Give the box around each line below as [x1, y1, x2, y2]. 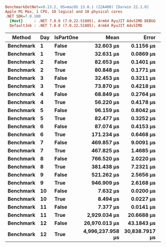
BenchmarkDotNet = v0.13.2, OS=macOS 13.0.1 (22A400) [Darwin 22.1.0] [5, 4, 149, 9]
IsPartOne [54, 34, 79, 41]
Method [12, 34, 31, 41]
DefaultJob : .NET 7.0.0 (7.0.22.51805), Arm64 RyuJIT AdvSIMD [9, 23, 142, 28]
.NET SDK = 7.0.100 [5, 13, 41, 19]
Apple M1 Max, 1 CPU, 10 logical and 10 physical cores [5, 9, 123, 14]
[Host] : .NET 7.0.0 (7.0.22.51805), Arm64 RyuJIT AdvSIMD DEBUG [9, 18, 156, 23]
